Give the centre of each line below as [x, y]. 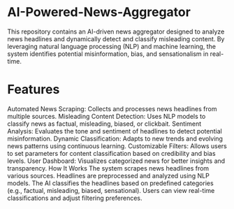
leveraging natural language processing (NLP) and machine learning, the [112, 46]
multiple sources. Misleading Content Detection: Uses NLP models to [107, 116]
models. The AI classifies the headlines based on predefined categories [111, 183]
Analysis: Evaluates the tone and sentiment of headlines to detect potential [115, 131]
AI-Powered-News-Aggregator [99, 12]
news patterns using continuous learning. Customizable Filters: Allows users [117, 146]
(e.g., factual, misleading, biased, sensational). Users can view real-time [111, 190]
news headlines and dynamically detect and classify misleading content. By [116, 38]
